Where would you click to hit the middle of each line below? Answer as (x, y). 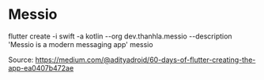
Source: (21, 60)
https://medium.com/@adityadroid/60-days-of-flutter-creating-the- (145, 60)
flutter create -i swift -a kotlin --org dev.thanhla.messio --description (120, 36)
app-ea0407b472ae (41, 67)
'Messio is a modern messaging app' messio (81, 44)
